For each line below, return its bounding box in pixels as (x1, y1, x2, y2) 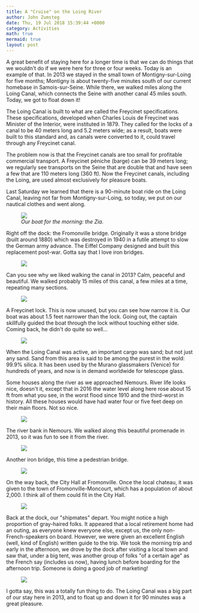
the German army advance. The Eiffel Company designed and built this (6, 242, 180, 249)
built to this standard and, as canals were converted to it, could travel (6, 133, 175, 140)
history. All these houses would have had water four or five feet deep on (6, 397, 183, 405)
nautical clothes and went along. (6, 200, 86, 207)
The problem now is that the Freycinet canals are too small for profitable (6, 151, 183, 158)
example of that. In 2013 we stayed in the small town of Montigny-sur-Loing (6, 71, 191, 78)
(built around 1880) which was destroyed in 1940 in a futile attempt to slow (6, 236, 189, 243)
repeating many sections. (6, 284, 68, 291)
